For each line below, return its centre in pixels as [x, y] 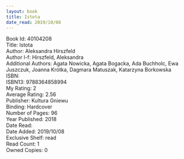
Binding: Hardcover [29, 107]
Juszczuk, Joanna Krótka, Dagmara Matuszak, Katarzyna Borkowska [89, 70]
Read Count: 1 [23, 144]
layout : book [22, 11]
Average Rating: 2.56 [31, 94]
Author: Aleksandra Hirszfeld [41, 51]
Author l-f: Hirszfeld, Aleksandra [45, 57]
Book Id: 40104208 [29, 39]
